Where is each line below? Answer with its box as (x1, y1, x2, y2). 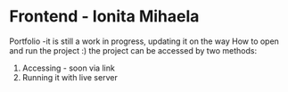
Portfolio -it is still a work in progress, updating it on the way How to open (9, 36, 279, 46)
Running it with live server (21, 71, 118, 82)
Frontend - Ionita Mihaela (9, 6, 200, 27)
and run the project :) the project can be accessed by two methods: (9, 45, 257, 55)
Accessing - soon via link (21, 63, 116, 73)
